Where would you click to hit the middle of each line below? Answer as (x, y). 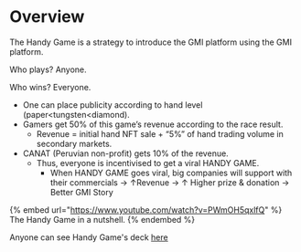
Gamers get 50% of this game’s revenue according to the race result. (153, 124)
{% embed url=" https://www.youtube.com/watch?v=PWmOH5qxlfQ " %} (146, 210)
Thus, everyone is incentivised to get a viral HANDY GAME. (148, 163)
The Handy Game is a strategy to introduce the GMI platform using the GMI (151, 42)
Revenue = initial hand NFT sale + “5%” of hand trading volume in (160, 133)
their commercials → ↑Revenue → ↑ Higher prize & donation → (170, 182)
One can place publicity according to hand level (113, 105)
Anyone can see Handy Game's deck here (89, 237)
